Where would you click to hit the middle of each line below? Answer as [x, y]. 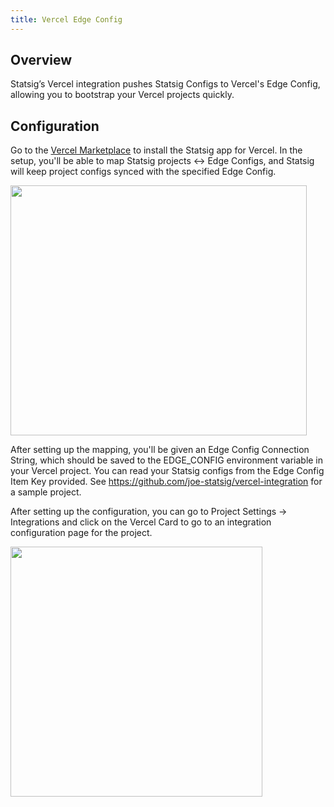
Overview [41, 60]
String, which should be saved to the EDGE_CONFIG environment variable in [167, 460]
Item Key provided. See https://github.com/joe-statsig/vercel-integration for [166, 482]
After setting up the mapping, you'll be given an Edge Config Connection [160, 450]
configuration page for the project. [81, 533]
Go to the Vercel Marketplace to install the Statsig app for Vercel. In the [156, 150]
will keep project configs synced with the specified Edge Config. [143, 172]
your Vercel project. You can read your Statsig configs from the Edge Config [167, 471]
